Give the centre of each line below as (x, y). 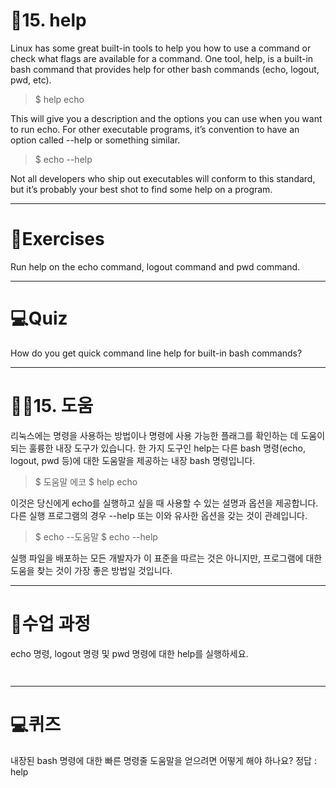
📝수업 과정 (51, 623)
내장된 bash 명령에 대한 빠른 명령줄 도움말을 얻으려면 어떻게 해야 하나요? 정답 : (163, 760)
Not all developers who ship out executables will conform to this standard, (163, 178)
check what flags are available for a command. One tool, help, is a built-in (162, 58)
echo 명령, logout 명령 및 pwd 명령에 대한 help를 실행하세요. (129, 653)
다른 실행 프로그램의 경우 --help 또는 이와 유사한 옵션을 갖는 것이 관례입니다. (159, 515)
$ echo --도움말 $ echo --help (96, 536)
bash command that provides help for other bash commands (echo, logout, (165, 69)
